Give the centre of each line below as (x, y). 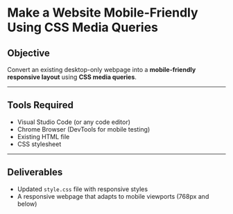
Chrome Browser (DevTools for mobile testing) (84, 129)
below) (27, 204)
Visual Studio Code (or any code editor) (74, 122)
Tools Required (41, 105)
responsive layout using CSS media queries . (72, 77)
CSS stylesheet (39, 144)
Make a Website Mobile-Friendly (103, 13)
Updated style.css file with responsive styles (82, 189)
